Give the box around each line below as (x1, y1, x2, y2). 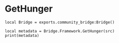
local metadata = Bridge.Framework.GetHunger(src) (5, 28, 115, 33)
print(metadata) (5, 33, 39, 38)
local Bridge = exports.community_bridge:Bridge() (5, 20, 115, 25)
